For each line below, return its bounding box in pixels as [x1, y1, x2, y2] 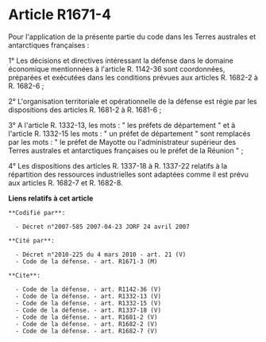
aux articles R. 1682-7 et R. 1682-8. [8, 177, 123, 188]
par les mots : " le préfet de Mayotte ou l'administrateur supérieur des [8, 137, 237, 146]
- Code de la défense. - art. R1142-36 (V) [15, 285, 161, 293]
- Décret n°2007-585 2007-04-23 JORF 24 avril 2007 [15, 223, 191, 231]
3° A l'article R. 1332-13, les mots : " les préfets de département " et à [8, 120, 236, 130]
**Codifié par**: [8, 208, 66, 216]
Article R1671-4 [8, 6, 112, 24]
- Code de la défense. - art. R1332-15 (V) [15, 299, 161, 307]
